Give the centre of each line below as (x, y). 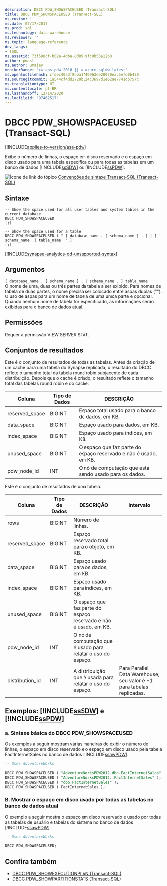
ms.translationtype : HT (30, 84)
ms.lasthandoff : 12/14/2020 (34, 93)
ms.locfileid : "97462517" (32, 98)
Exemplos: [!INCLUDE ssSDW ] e (55, 711)
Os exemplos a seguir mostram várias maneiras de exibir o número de (77, 744)
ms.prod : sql (19, 28)
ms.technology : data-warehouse (38, 33)
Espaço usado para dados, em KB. (119, 425)
